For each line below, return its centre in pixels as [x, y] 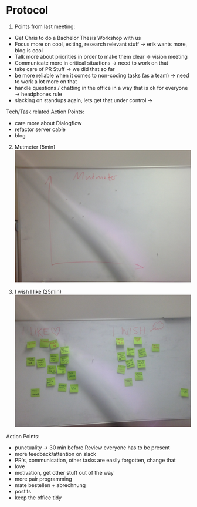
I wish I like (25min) [38, 292]
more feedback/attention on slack [55, 454]
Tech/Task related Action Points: [45, 112]
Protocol [27, 10]
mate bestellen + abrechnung [50, 485]
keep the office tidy [38, 498]
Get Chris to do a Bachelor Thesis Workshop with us [78, 38]
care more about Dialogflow [48, 123]
